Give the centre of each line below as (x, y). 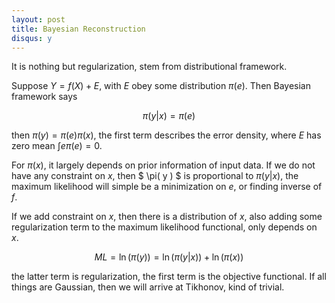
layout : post (38, 19)
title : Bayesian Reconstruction (78, 29)
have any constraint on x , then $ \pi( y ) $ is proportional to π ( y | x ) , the (155, 176)
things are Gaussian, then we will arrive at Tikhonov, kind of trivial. (148, 287)
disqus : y (32, 38)
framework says (44, 97)
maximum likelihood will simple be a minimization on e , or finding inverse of (167, 187)
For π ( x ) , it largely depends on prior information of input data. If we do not (163, 165)
